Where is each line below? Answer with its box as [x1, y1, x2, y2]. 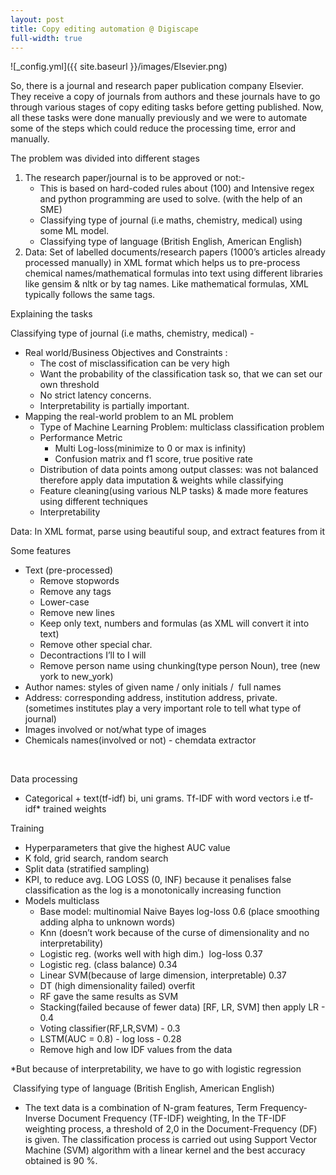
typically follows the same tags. [24, 289, 156, 301]
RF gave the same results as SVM [39, 991, 179, 1003]
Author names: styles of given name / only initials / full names [24, 681, 282, 693]
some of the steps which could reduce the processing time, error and [10, 122, 297, 135]
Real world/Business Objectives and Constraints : [24, 347, 228, 359]
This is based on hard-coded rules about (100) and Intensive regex [39, 182, 315, 195]
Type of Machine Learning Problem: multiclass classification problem [39, 421, 325, 433]
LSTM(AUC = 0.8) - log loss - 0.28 [39, 1033, 182, 1045]
